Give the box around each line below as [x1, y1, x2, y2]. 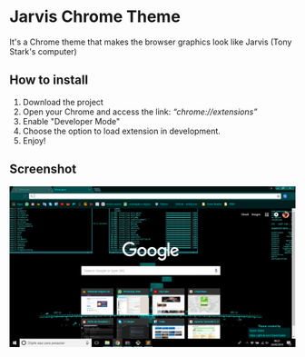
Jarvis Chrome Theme [9, 6, 182, 27]
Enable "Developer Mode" [22, 115, 121, 126]
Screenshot [9, 162, 77, 177]
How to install [9, 73, 89, 88]
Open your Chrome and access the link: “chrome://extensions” [22, 106, 258, 117]
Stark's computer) [9, 45, 77, 56]
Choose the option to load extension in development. [22, 125, 221, 136]
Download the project [22, 96, 104, 107]
